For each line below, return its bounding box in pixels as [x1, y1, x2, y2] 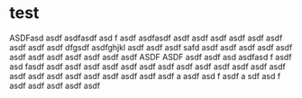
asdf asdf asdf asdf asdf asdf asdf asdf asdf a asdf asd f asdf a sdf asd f [9, 70, 281, 81]
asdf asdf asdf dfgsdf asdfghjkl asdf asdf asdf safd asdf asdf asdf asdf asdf [9, 41, 293, 52]
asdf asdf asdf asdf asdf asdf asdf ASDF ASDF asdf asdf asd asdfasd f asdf [9, 51, 292, 62]
